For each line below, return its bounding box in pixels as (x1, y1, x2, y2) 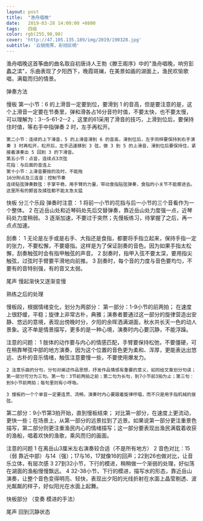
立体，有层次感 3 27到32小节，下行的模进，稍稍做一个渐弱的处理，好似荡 (11, 459, 195, 467)
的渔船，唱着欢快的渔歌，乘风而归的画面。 (6, 432, 112, 439)
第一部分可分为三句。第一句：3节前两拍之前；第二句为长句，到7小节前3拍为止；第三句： (6, 373, 195, 379)
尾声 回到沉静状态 (6, 508, 50, 515)
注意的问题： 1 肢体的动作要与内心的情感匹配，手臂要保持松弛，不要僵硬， (6, 339, 192, 346)
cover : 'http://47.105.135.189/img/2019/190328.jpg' (6, 37, 142, 43)
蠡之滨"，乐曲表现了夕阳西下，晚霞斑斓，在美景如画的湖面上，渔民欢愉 (6, 67, 184, 74)
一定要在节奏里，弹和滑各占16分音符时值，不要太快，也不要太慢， (27, 108, 192, 115)
